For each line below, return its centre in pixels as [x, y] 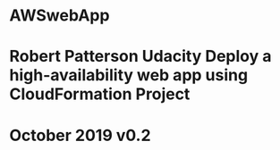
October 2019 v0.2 [80, 135]
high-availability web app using [129, 75]
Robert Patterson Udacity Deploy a [140, 57]
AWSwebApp [59, 16]
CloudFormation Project [100, 94]
